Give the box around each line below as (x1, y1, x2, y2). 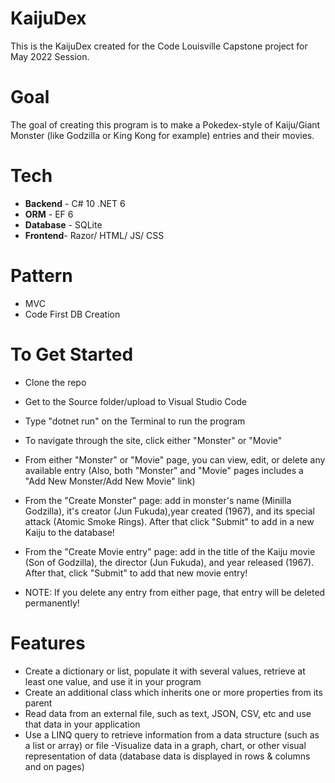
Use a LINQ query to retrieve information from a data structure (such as (24, 728, 320, 741)
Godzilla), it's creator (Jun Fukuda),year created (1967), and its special (24, 505, 315, 517)
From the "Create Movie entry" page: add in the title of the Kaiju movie (24, 545, 316, 557)
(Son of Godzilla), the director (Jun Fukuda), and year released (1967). (24, 556, 315, 568)
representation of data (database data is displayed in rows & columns (24, 750, 311, 762)
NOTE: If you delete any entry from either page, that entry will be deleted (24, 586, 326, 598)
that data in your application (24, 718, 141, 730)
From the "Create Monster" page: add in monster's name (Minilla (24, 494, 292, 506)
